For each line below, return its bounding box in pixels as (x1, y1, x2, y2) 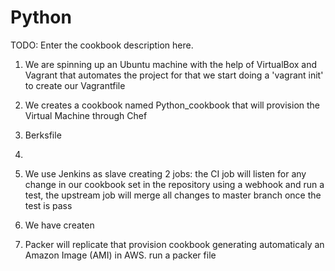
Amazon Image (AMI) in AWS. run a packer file (24, 249, 217, 261)
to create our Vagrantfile (24, 79, 126, 91)
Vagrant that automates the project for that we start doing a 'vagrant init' (24, 69, 324, 81)
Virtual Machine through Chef (24, 109, 148, 121)
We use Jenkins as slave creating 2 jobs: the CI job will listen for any (24, 167, 307, 180)
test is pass (24, 199, 73, 211)
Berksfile (24, 129, 62, 141)
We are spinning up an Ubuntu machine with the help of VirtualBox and (24, 58, 318, 70)
